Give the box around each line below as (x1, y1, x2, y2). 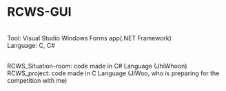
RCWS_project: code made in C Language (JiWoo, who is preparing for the (7, 69, 220, 77)
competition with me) (7, 76, 68, 84)
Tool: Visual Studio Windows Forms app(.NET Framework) (7, 34, 172, 42)
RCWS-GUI (7, 4, 72, 20)
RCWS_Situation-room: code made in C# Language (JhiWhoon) (7, 62, 187, 70)
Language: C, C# (7, 41, 55, 49)
